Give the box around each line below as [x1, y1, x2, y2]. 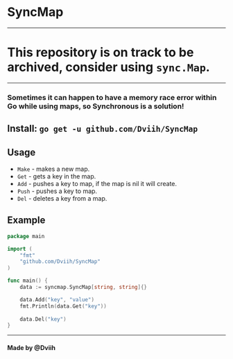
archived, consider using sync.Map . [7, 60, 210, 75]
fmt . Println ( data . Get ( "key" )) [19, 303, 107, 310]
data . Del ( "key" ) [19, 315, 67, 323]
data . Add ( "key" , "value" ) [19, 296, 95, 303]
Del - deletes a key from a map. [17, 194, 107, 202]
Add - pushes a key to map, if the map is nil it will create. [17, 180, 178, 187]
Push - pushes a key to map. [17, 187, 98, 195]
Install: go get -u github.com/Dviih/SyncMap [7, 123, 198, 135]
